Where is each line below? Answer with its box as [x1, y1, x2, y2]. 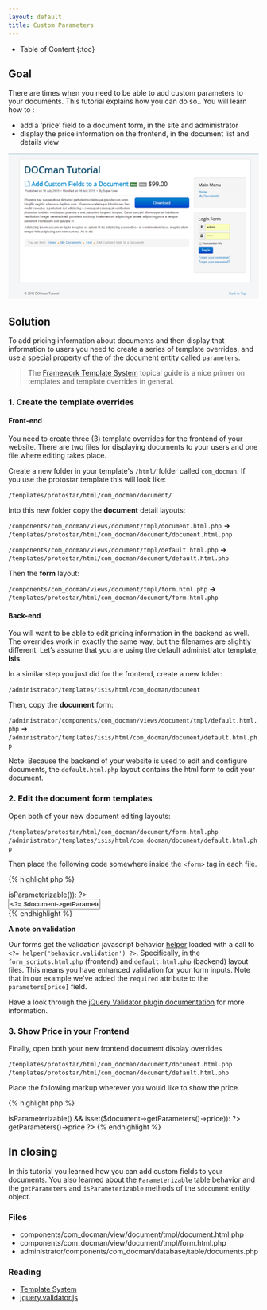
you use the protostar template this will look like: [8, 474, 167, 485]
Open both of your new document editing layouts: [8, 811, 171, 821]
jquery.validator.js [19, 1293, 78, 1303]
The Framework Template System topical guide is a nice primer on [27, 368, 245, 377]
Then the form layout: [8, 569, 79, 579]
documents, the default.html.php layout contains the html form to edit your [8, 765, 256, 774]
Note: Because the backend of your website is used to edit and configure [8, 756, 248, 766]
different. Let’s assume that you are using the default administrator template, [8, 645, 258, 655]
